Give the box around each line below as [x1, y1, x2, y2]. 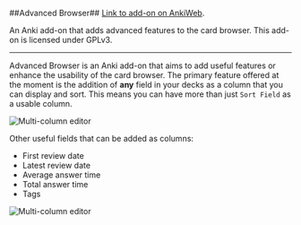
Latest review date [21, 160, 91, 170]
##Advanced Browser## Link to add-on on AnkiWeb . [9, 8, 205, 18]
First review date [21, 151, 85, 160]
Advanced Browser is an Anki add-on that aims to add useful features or [9, 60, 276, 71]
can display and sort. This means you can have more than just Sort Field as [9, 89, 291, 100]
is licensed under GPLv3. [21, 35, 113, 45]
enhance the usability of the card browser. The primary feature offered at [9, 70, 279, 80]
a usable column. [9, 99, 73, 108]
